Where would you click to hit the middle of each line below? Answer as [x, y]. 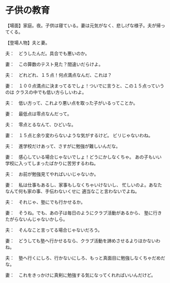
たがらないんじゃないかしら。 [36, 219]
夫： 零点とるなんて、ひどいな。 [41, 124]
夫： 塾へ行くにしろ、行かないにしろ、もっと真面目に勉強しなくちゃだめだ [85, 258]
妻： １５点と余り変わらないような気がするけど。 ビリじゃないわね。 [79, 135]
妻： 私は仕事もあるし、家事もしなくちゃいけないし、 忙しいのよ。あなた [84, 185]
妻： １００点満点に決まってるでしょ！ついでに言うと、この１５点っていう [85, 86]
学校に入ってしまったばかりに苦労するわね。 [52, 163]
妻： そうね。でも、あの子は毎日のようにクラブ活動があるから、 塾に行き [84, 213]
